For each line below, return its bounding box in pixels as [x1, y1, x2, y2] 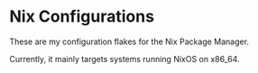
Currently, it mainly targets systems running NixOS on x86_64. [9, 53, 241, 64]
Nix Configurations [9, 6, 155, 27]
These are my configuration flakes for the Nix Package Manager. [9, 36, 250, 47]
